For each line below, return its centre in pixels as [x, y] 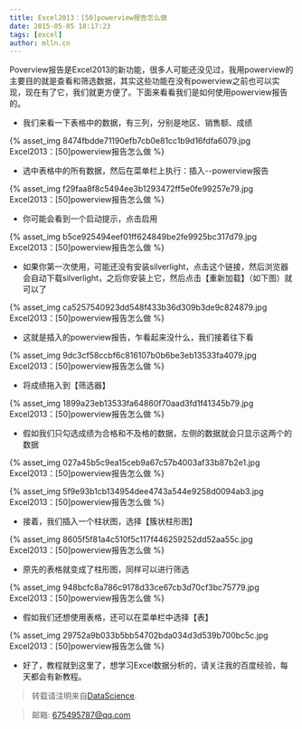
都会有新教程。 [58, 677]
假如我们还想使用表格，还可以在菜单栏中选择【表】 [118, 617]
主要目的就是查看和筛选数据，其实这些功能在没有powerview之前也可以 [141, 81]
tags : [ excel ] [36, 34]
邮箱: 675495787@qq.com [81, 715]
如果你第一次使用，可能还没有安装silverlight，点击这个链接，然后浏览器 [156, 266]
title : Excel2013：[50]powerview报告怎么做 [88, 18]
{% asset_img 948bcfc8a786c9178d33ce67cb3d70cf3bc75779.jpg [134, 587]
